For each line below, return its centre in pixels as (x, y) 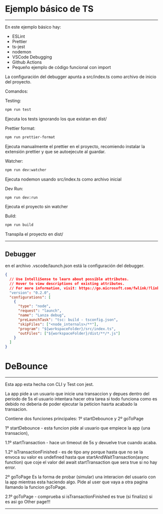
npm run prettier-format (30, 137)
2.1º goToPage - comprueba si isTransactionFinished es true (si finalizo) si (79, 497)
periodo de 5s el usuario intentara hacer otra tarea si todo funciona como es (81, 398)
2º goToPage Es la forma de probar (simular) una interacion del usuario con (81, 477)
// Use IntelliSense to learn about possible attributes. (69, 279)
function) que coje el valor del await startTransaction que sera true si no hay (81, 462)
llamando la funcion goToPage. (36, 487)
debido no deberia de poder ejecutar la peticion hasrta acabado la (71, 404)
